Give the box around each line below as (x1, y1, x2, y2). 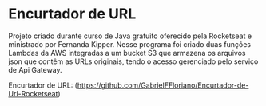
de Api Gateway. (8, 65, 62, 74)
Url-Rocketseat (8, 88, 58, 98)
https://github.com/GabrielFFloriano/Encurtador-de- (77, 80, 249, 90)
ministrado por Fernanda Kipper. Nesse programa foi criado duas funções (8, 39, 252, 49)
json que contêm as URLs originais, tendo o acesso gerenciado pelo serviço (8, 57, 259, 66)
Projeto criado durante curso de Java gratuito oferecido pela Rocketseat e (8, 31, 252, 41)
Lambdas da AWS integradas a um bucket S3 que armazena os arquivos (8, 48, 246, 57)
